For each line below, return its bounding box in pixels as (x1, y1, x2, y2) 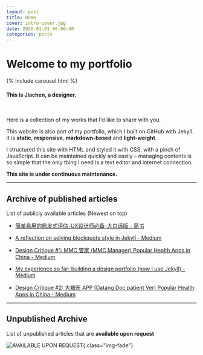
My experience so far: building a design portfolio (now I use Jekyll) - (14, 265, 185, 272)
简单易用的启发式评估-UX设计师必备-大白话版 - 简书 (14, 222, 144, 229)
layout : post (6, 8, 39, 15)
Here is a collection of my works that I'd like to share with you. (6, 116, 161, 124)
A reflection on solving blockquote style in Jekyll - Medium (14, 234, 162, 241)
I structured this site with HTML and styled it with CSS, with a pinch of (6, 146, 181, 153)
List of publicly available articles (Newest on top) (6, 209, 128, 217)
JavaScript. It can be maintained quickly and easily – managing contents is (6, 152, 192, 160)
